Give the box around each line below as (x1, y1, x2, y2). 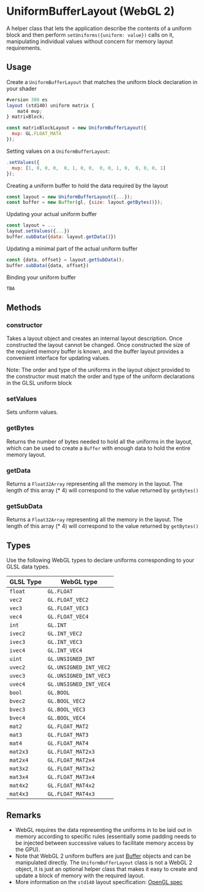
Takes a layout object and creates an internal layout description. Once (6, 335, 183, 342)
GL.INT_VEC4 (47, 647, 83, 654)
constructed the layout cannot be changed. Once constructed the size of (6, 341, 191, 349)
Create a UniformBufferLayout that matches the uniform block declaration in (6, 78, 198, 85)
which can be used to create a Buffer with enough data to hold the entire (6, 444, 191, 452)
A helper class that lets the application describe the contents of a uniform (6, 25, 192, 32)
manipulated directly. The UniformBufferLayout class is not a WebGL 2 (15, 859, 192, 866)
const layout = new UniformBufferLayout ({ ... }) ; (6, 193, 133, 200)
